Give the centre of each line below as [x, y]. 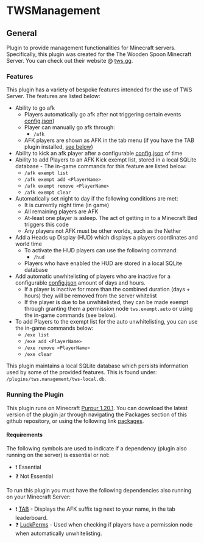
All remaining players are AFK [61, 211]
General [22, 33]
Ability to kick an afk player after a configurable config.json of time [99, 154]
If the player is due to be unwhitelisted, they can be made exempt [106, 302]
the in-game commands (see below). [71, 315]
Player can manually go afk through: [69, 127]
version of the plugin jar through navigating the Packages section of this [97, 414]
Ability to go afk [35, 108]
